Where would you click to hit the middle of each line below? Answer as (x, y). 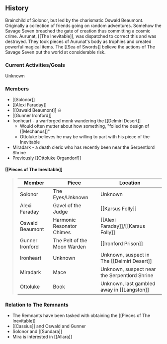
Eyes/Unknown (71, 197)
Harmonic (64, 220)
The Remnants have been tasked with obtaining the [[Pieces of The (81, 315)
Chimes (62, 232)
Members (17, 89)
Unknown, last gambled (128, 283)
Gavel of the (67, 205)
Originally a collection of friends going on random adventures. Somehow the (83, 25)
